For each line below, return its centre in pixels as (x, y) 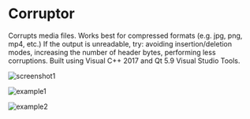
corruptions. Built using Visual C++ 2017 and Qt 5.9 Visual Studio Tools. (124, 61)
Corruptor (41, 14)
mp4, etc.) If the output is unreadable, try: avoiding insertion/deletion (120, 43)
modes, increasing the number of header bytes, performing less (112, 52)
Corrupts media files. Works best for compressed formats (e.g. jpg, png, (125, 35)
